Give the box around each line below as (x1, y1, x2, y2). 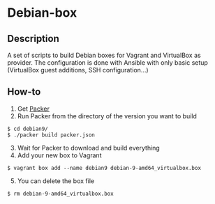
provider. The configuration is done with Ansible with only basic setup (7, 58, 208, 67)
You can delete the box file (17, 176, 95, 185)
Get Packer (17, 104, 50, 113)
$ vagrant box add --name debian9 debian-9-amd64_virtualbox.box (7, 164, 201, 171)
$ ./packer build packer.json (7, 131, 96, 139)
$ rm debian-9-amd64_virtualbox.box (7, 190, 114, 197)
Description (7, 33, 59, 45)
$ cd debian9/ (7, 125, 49, 132)
